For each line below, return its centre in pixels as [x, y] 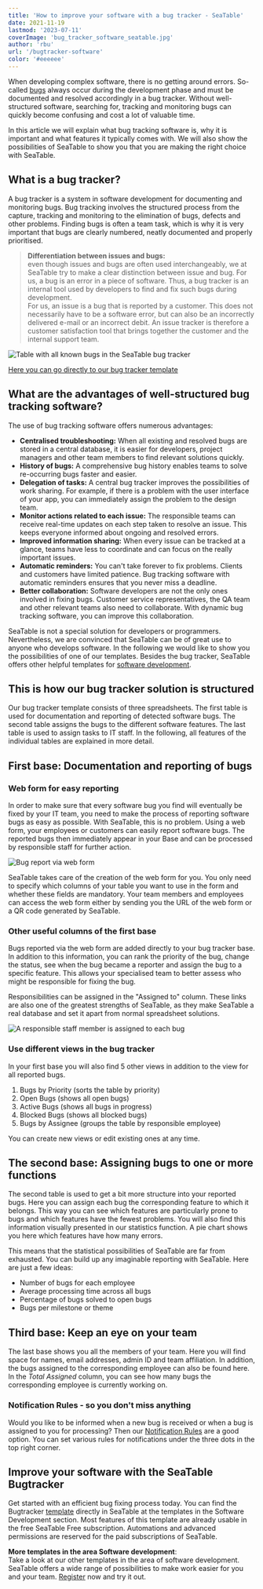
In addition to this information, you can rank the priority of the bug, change [129, 957]
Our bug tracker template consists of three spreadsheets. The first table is [128, 708]
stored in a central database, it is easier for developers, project [121, 449]
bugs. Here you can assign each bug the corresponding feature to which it [128, 1203]
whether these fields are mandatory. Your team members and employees [126, 894]
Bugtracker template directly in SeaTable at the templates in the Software [126, 1511]
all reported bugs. [37, 1074]
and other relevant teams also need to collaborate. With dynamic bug [131, 607]
